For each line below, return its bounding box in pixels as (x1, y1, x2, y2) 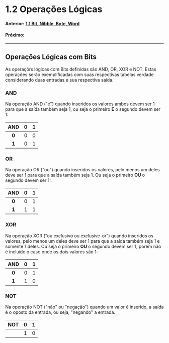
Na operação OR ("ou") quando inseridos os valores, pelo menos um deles (5, 167, 160, 173)
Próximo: (5, 32, 25, 38)
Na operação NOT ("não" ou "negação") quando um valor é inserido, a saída (5, 304, 164, 310)
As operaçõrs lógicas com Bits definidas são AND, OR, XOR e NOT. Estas (5, 66, 156, 72)
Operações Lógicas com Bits (5, 53, 97, 61)
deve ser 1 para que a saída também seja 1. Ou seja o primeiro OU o (5, 172, 145, 178)
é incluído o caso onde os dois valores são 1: (5, 248, 98, 255)
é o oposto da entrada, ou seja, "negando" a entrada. (5, 309, 116, 315)
